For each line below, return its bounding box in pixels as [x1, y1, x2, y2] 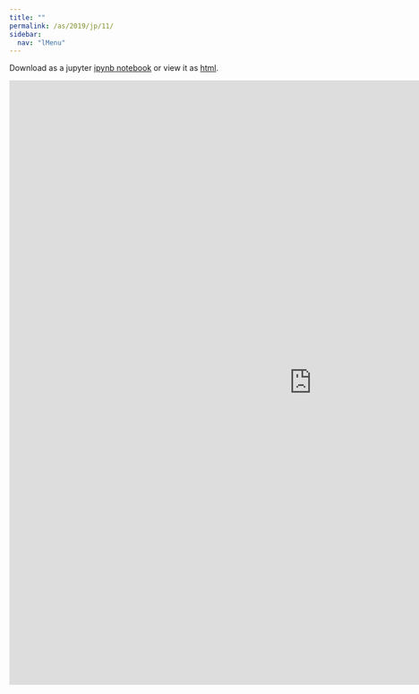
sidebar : [9, 30, 42, 39]
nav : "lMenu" [17, 38, 66, 47]
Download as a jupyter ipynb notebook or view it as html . [9, 63, 219, 73]
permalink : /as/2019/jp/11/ [9, 21, 115, 30]
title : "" [9, 13, 47, 22]
